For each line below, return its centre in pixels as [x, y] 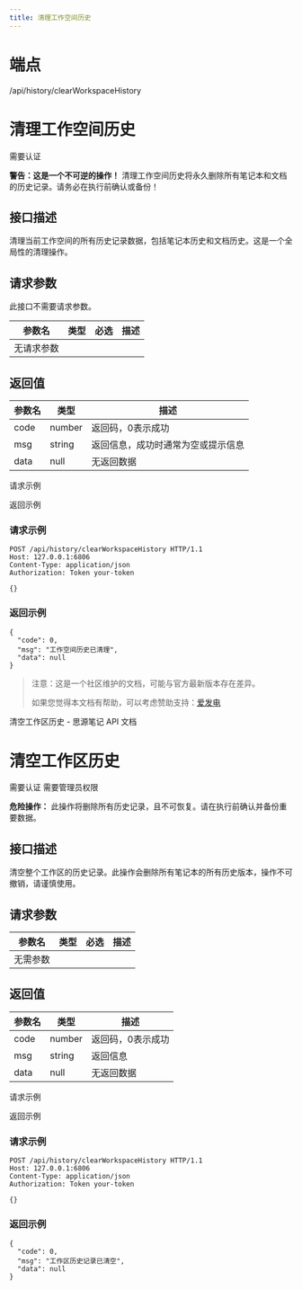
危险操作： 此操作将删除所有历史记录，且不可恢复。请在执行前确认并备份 [144, 806]
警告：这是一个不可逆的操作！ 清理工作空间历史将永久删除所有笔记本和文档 [148, 175]
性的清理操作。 [44, 252]
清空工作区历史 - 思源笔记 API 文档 [73, 721]
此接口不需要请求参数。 [53, 307]
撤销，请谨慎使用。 [45, 884]
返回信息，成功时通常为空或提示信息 [168, 444]
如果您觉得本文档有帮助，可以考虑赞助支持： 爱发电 [126, 702]
